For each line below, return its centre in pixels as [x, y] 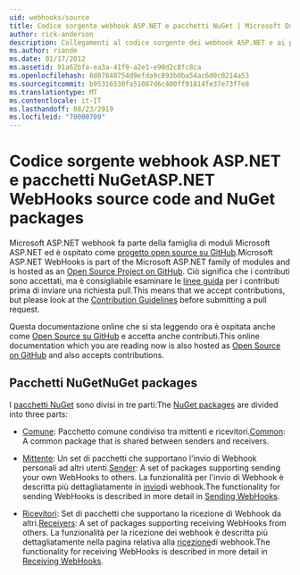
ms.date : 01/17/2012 [48, 59]
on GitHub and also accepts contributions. [87, 355]
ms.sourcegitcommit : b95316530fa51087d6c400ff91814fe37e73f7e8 [129, 84]
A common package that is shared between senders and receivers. [146, 441]
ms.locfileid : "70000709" [57, 117]
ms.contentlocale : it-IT [55, 100]
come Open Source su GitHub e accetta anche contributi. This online [135, 337]
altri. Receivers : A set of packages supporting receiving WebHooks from [154, 522]
